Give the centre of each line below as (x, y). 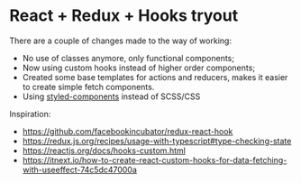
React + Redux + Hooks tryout (124, 16)
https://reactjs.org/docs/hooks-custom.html (104, 151)
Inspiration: (30, 114)
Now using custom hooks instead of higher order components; (138, 68)
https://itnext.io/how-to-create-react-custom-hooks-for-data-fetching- (155, 160)
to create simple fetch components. (88, 87)
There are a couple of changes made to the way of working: (121, 41)
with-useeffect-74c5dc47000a (80, 169)
